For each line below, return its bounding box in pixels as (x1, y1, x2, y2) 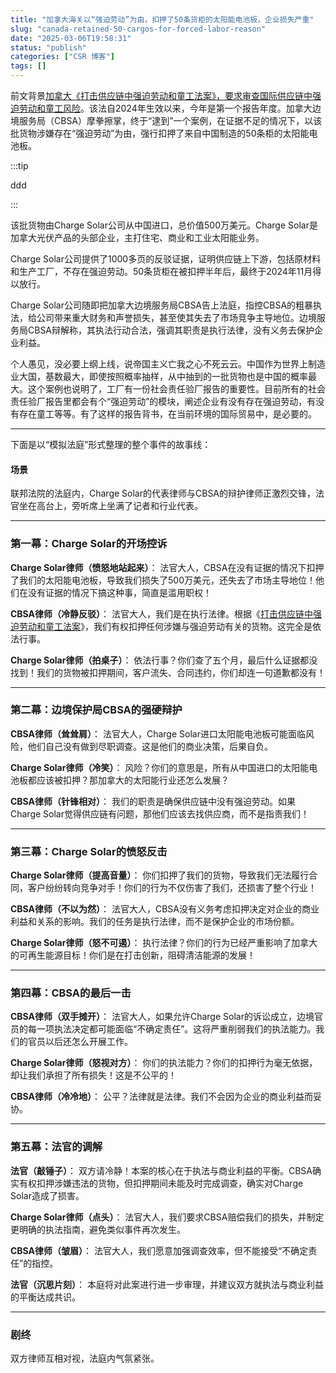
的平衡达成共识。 (10, 1291, 81, 1303)
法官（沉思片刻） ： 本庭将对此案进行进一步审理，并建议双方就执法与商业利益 (10, 1278, 324, 1290)
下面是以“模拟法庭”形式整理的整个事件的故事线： (10, 439, 212, 450)
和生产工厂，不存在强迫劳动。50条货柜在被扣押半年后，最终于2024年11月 (10, 266, 313, 277)
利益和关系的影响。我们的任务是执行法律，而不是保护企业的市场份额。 (10, 916, 300, 928)
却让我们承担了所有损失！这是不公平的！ (10, 1069, 177, 1081)
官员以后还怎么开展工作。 (27, 1036, 133, 1048)
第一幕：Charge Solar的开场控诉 (10, 537, 168, 551)
